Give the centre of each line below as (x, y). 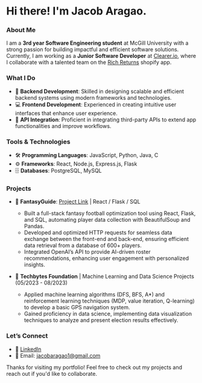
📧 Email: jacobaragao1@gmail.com (58, 355)
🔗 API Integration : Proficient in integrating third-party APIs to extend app (106, 120)
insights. (34, 265)
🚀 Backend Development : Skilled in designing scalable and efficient (99, 91)
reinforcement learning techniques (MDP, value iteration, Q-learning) (109, 301)
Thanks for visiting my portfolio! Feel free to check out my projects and (94, 367)
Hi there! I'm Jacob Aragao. (76, 11)
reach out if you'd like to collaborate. (52, 373)
